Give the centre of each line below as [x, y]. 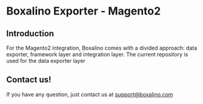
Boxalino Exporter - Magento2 [84, 11]
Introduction [30, 34]
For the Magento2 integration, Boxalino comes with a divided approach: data [102, 48]
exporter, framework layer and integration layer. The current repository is [97, 54]
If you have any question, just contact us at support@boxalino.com [90, 94]
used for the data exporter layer [46, 61]
